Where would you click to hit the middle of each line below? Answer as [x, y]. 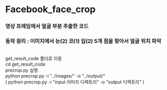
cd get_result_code [26, 64]
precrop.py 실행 [22, 70]
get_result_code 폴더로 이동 [34, 58]
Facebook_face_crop [51, 9]
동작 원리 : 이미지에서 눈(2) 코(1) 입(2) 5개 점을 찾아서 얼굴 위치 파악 [83, 41]
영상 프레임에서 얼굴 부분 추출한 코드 [47, 26]
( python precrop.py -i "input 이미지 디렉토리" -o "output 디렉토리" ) [75, 82]
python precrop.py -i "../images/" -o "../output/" [55, 76]
